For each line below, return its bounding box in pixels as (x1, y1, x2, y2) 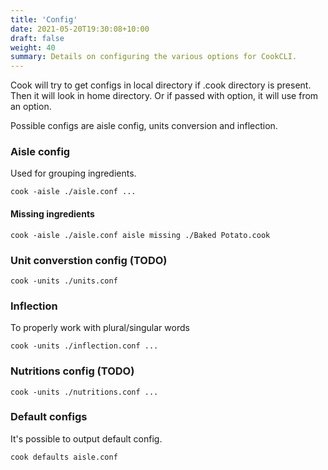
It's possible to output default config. (10, 432, 163, 445)
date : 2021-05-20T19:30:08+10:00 (10, 24, 150, 34)
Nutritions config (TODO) (10, 364, 135, 378)
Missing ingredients (10, 208, 95, 220)
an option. (10, 101, 52, 113)
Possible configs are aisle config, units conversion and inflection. (10, 120, 278, 132)
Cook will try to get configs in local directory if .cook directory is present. (10, 79, 312, 91)
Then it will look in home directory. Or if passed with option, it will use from (10, 90, 319, 102)
